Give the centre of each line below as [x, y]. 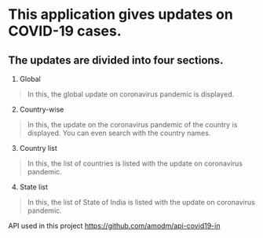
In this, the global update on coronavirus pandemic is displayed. [131, 94]
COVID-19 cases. [65, 31]
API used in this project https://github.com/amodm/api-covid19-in [114, 226]
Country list [38, 148]
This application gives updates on [121, 15]
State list [34, 187]
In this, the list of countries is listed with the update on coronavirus [135, 163]
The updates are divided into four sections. [116, 60]
